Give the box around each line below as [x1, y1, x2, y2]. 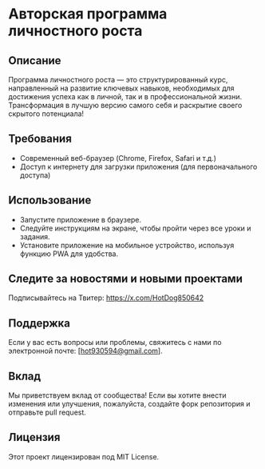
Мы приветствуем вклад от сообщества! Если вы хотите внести [8, 391, 227, 400]
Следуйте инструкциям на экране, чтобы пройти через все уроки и [19, 223, 251, 233]
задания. [19, 231, 50, 241]
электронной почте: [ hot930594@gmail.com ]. [8, 346, 163, 356]
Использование [8, 194, 92, 207]
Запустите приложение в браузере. [19, 214, 142, 224]
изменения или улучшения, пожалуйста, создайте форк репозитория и [8, 399, 251, 409]
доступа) [19, 170, 51, 180]
